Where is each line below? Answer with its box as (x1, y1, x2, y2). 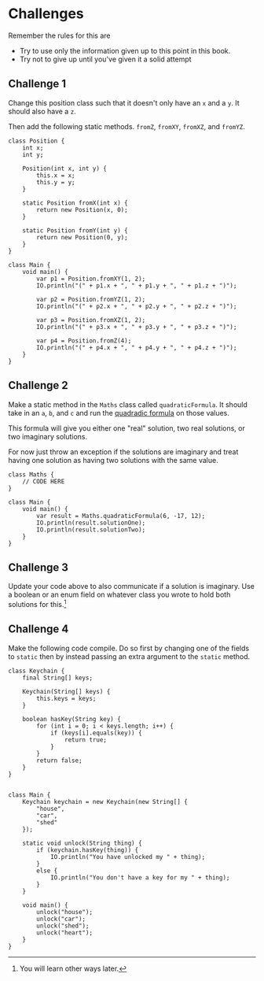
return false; (36, 757, 82, 764)
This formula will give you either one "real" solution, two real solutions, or (8, 423, 246, 433)
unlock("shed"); (36, 922, 90, 930)
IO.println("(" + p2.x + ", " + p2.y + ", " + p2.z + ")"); (36, 302, 237, 310)
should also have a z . (8, 106, 76, 116)
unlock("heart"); (36, 928, 93, 937)
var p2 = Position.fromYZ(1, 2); (36, 295, 146, 303)
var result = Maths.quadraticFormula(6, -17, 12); (36, 512, 206, 520)
